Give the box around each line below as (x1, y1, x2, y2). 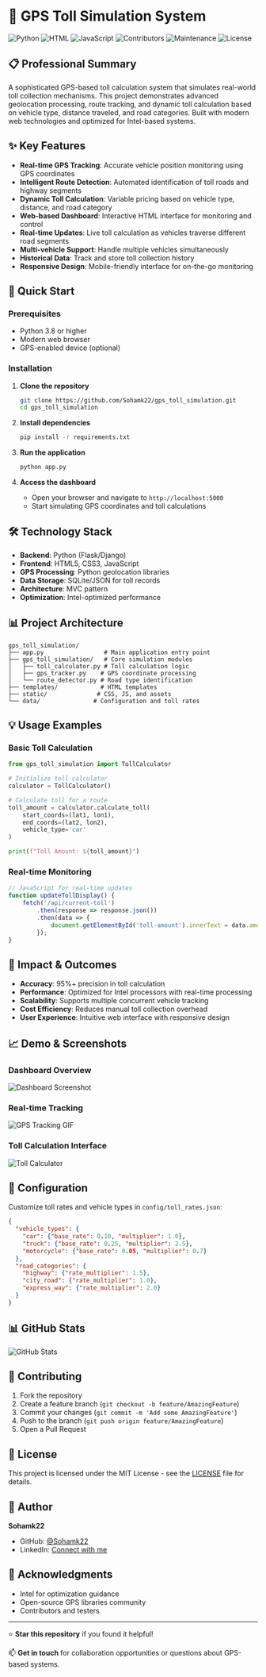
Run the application (19, 448, 85, 457)
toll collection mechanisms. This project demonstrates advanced (8, 90, 219, 100)
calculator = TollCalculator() (8, 782, 112, 790)
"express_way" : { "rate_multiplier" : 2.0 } (22, 1284, 161, 1292)
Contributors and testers (19, 1606, 101, 1615)
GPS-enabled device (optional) (19, 343, 121, 352)
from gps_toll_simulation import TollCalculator (8, 760, 172, 768)
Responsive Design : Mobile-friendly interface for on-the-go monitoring (19, 261, 253, 271)
